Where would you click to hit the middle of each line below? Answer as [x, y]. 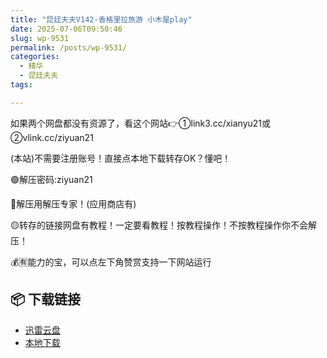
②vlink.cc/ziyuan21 [52, 137]
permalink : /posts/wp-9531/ [69, 47]
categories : [35, 57]
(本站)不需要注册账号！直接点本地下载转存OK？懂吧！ [121, 158]
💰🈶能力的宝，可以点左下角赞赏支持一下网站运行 [111, 262]
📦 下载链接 [46, 299]
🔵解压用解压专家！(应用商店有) [73, 203]
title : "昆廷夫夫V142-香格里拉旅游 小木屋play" [101, 19]
